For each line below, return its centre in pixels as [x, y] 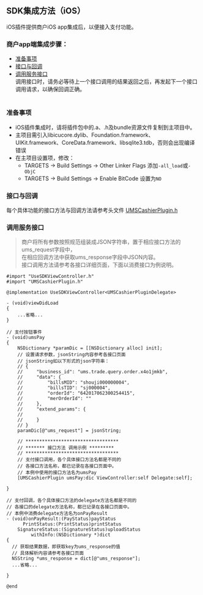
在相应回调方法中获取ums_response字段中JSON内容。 [90, 257]
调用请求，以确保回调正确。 [50, 89]
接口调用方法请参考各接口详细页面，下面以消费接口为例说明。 [99, 265]
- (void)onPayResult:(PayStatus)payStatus [61, 519]
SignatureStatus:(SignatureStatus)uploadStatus [79, 530]
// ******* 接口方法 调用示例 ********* [66, 448]
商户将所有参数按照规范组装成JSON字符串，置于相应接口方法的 [101, 242]
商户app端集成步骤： [37, 44]
